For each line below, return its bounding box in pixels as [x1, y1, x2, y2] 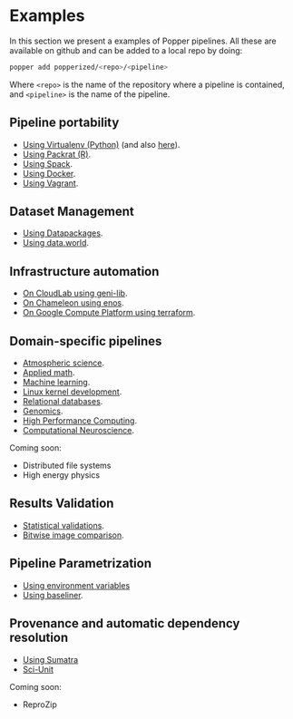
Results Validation [9, 496, 114, 511]
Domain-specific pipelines [9, 333, 162, 349]
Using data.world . [22, 238, 89, 248]
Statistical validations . [22, 520, 104, 530]
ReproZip [22, 699, 57, 710]
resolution [9, 630, 69, 646]
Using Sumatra [22, 654, 79, 665]
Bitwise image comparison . [22, 530, 124, 540]
